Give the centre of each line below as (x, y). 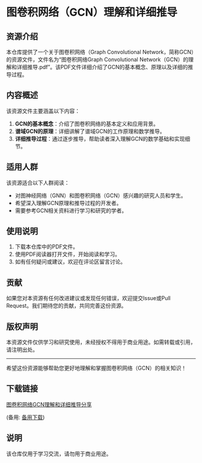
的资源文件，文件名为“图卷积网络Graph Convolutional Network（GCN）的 (97, 60)
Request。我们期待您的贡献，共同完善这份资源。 (66, 306)
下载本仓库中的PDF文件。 (47, 247)
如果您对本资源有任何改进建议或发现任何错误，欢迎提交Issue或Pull (88, 298)
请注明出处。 (22, 350)
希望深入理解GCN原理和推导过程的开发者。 (68, 203)
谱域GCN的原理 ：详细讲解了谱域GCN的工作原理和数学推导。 (90, 131)
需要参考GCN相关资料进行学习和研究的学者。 (71, 210)
